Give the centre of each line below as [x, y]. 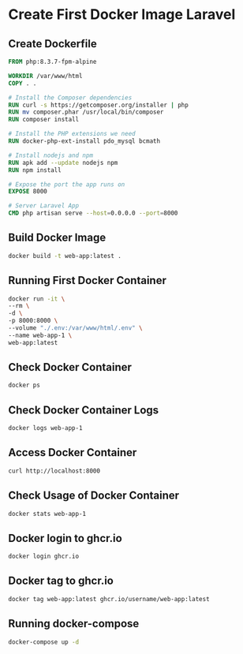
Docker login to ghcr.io [65, 538]
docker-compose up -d [44, 642]
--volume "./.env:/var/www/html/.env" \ [76, 328]
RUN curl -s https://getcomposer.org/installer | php [99, 105]
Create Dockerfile [52, 44]
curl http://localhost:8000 [54, 471]
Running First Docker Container [88, 280]
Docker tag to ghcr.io [61, 581]
